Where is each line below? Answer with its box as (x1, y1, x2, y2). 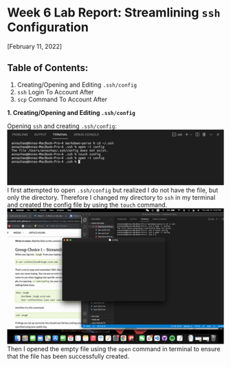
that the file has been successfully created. (7, 353, 129, 361)
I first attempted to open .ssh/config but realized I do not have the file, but (7, 186, 219, 194)
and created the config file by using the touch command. (7, 201, 168, 209)
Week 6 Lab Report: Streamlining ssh (7, 5, 221, 21)
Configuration (7, 19, 89, 35)
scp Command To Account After (16, 95, 108, 103)
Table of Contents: (7, 62, 89, 74)
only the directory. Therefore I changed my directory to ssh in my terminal (7, 193, 216, 202)
